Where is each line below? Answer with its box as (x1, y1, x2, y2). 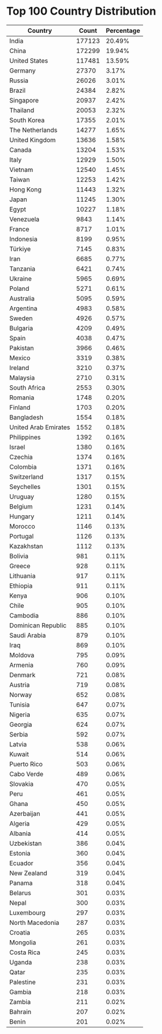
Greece (9, 562, 30, 570)
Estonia (9, 849, 31, 857)
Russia (9, 76, 29, 85)
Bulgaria (9, 324, 33, 332)
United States (9, 56, 49, 65)
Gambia (9, 988, 32, 996)
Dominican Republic (9, 621, 67, 629)
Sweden (9, 314, 33, 323)
